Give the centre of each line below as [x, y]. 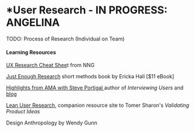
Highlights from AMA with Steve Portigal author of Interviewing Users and [95, 88]
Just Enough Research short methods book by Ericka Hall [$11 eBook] [90, 77]
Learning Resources [31, 52]
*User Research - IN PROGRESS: [87, 10]
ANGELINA [33, 22]
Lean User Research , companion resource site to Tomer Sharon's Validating [97, 105]
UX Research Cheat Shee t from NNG [50, 65]
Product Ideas [23, 112]
